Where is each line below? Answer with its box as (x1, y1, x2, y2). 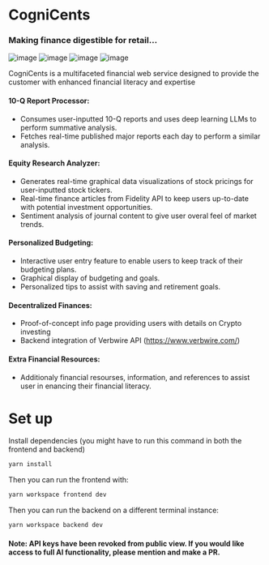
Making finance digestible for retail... (8, 35, 158, 46)
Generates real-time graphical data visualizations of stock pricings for (19, 176, 254, 186)
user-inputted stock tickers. (19, 185, 113, 195)
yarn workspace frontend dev (8, 490, 107, 499)
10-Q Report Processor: (8, 96, 90, 106)
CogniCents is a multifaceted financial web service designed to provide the (8, 69, 259, 79)
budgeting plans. (19, 265, 77, 275)
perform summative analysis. (19, 122, 117, 132)
